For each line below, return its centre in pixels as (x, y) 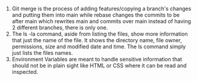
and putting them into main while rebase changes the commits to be (96, 15)
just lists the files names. (42, 53)
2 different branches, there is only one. (60, 27)
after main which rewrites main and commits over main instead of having (101, 21)
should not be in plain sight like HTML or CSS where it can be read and (99, 66)
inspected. (25, 72)
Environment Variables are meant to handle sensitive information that (97, 59)
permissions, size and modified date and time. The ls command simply (99, 46)
